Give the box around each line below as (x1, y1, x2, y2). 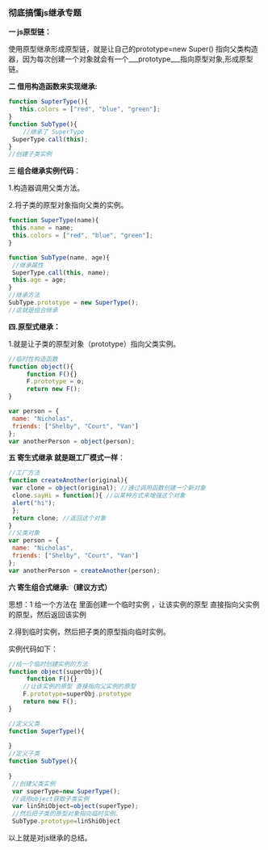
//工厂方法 (8, 469, 40, 478)
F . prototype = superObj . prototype (23, 690, 132, 698)
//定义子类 (8, 750, 40, 758)
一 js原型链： (8, 27, 52, 37)
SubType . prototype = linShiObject (11, 818, 121, 826)
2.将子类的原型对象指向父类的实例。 (8, 200, 128, 210)
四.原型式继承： (8, 322, 61, 331)
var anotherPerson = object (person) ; (8, 437, 136, 445)
